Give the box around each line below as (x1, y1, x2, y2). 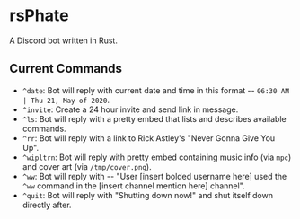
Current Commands (9, 61, 123, 76)
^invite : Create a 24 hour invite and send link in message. (22, 104, 239, 115)
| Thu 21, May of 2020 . (22, 94, 110, 105)
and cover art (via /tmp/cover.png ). (22, 161, 152, 171)
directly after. (22, 199, 72, 210)
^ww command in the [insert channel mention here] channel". (22, 180, 245, 191)
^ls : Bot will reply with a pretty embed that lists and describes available (22, 113, 287, 124)
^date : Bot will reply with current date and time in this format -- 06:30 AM (22, 84, 290, 95)
